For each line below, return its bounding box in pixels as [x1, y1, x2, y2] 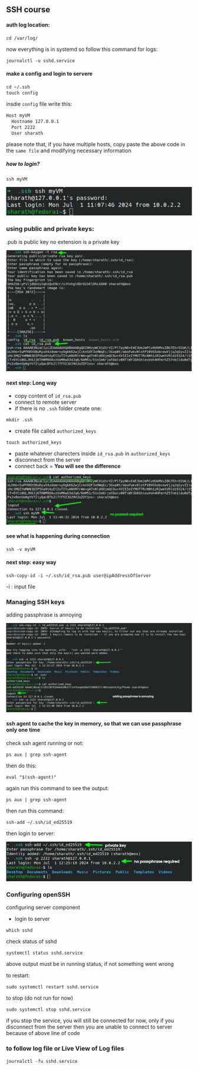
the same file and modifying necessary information [6, 147, 131, 154]
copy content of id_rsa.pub [14, 392, 81, 399]
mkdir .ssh [6, 417, 33, 423]
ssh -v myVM [6, 546, 35, 552]
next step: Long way [6, 379, 57, 386]
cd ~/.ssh [6, 84, 31, 90]
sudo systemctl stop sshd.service [6, 1007, 91, 1013]
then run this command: [6, 807, 64, 814]
